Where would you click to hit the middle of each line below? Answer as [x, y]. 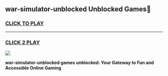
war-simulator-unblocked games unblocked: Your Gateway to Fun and [79, 62]
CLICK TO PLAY [24, 23]
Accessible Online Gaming [33, 67]
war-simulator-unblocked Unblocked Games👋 [78, 9]
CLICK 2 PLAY [22, 42]
